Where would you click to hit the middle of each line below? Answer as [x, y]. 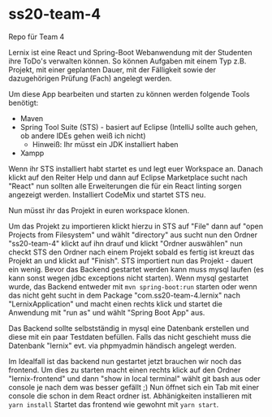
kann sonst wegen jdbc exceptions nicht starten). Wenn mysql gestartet [129, 278]
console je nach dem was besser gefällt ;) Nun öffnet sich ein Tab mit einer [134, 387]
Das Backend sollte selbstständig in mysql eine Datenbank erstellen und [129, 328]
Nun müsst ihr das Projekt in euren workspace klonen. [99, 210]
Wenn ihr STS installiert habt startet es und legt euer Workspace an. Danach [136, 168]
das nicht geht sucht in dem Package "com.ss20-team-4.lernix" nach [125, 295]
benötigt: [24, 102]
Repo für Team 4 [37, 37]
